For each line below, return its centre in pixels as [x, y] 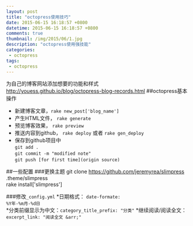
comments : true [25, 34]
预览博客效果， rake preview [49, 126]
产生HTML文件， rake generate [53, 118]
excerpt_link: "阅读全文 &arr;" [44, 217]
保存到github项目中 [38, 140]
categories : [21, 50]
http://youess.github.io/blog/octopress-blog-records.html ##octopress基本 [97, 91]
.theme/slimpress [27, 178]
